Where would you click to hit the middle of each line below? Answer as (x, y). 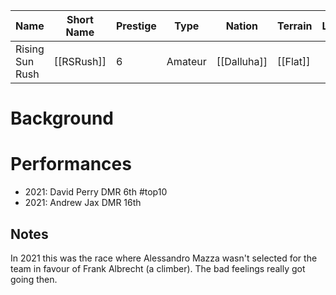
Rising (30, 49)
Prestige (136, 26)
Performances (71, 164)
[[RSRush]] (80, 61)
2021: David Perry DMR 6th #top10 (96, 192)
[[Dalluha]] (242, 61)
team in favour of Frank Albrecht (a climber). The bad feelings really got (158, 268)
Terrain (294, 26)
